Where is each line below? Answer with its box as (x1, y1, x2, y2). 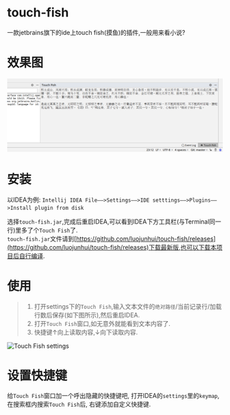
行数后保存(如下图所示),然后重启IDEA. (34, 311, 140, 319)
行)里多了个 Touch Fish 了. (7, 226, 78, 234)
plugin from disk (34, 204, 84, 211)
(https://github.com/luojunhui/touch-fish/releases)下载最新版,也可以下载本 (7, 243, 217, 251)
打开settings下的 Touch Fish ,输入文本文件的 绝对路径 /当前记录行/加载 (34, 302, 222, 310)
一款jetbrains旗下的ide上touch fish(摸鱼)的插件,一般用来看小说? (7, 28, 186, 36)
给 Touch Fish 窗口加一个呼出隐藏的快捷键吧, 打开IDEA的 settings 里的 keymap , (7, 392, 220, 400)
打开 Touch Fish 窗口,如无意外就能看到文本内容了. (34, 319, 171, 327)
